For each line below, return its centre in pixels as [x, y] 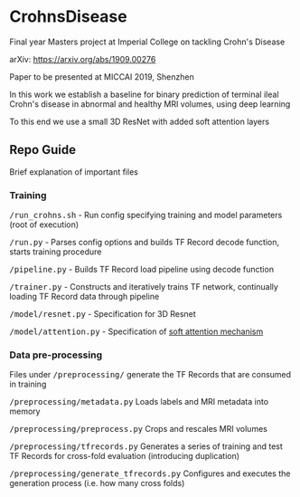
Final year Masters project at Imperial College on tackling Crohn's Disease [147, 42]
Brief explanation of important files [74, 172]
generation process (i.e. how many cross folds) [97, 483]
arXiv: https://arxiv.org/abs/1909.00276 [83, 59]
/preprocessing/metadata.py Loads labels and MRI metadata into [139, 402]
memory [25, 411]
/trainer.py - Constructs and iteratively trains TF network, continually [144, 287]
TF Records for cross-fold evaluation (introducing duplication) [125, 456]
